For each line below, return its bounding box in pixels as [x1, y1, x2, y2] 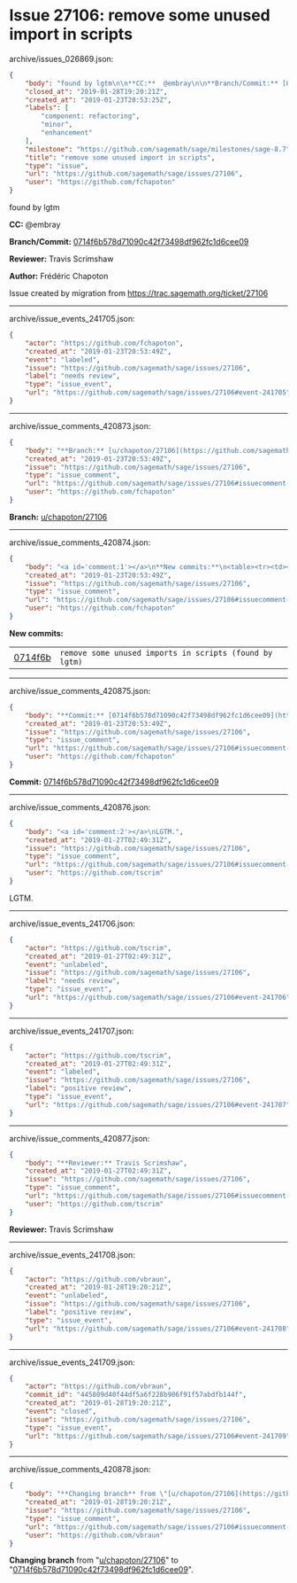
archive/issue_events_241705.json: [9, 314, 135, 324]
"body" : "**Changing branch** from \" [25, 1490, 168, 1499]
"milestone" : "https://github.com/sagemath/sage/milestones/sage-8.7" [25, 144, 291, 153]
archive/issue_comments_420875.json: [9, 685, 151, 696]
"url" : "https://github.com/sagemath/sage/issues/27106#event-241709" [25, 1431, 291, 1440]
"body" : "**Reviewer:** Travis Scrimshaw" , [25, 1158, 188, 1167]
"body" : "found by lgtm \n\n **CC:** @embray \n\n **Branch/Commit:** [25, 79, 278, 88]
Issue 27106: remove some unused [9, 5, 271, 26]
